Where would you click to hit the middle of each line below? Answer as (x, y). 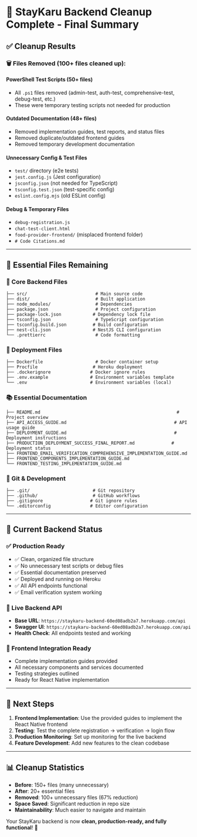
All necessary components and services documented (79, 668)
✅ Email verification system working (58, 592)
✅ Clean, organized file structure (54, 559)
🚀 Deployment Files (34, 349)
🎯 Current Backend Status (54, 530)
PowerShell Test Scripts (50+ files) (50, 79)
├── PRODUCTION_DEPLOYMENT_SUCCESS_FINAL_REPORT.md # (90, 443)
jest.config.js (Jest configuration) (58, 177)
